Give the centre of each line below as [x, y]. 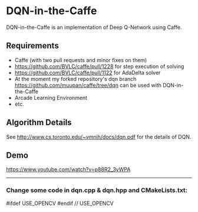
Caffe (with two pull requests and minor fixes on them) [81, 60]
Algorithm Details [39, 123]
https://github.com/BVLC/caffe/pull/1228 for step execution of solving [99, 66]
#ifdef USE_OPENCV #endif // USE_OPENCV [60, 203]
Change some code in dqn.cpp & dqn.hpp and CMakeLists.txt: [97, 190]
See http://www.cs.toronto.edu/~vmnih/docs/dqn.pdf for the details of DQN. [99, 136]
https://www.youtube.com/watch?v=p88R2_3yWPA [68, 169]
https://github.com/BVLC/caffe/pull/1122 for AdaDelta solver [88, 73]
